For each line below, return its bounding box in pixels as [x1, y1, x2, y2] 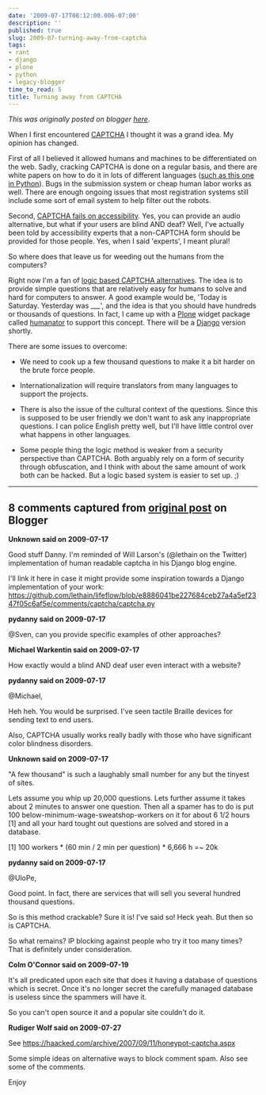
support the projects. [19, 390, 89, 399]
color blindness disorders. [8, 739, 93, 748]
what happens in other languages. [19, 430, 131, 440]
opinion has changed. [8, 138, 79, 148]
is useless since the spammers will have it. [8, 993, 147, 1002]
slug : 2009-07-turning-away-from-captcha [8, 33, 147, 42]
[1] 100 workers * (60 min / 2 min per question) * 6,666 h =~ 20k [8, 843, 218, 852]
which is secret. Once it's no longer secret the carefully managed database [8, 984, 253, 993]
